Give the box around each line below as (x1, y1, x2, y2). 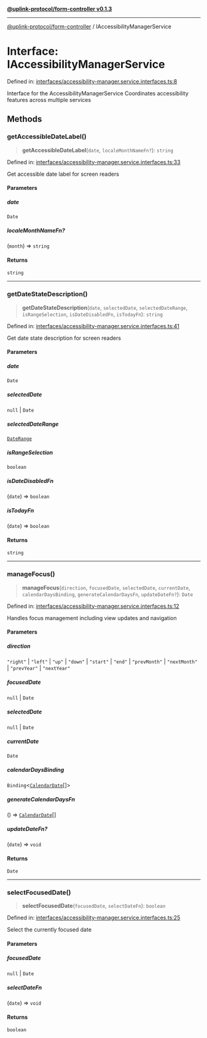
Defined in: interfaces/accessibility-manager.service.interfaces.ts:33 (7, 158, 181, 165)
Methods (7, 114, 42, 125)
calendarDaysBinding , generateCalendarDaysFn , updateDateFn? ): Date (21, 590, 193, 598)
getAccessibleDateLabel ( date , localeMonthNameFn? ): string (21, 146, 174, 154)
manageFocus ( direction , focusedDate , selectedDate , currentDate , (21, 584, 190, 591)
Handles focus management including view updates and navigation (7, 614, 177, 621)
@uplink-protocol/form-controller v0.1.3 (7, 6, 112, 12)
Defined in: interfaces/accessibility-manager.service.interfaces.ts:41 (7, 322, 180, 329)
